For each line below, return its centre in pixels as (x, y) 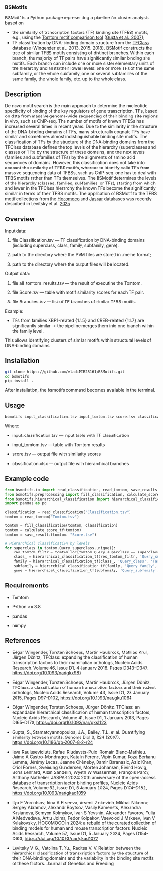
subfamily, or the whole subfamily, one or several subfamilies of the (80, 74)
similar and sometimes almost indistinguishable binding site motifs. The (76, 137)
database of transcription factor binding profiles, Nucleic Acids (75, 783)
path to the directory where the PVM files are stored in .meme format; (81, 254)
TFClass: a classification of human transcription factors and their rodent (84, 687)
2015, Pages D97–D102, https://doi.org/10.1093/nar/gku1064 (72, 698)
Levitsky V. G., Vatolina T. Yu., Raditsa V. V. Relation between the (76, 848)
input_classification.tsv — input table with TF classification (71, 435)
